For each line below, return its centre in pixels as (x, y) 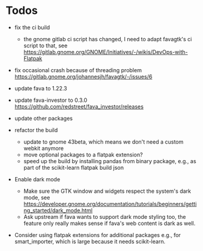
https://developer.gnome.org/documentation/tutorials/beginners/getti (110, 204)
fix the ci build (32, 27)
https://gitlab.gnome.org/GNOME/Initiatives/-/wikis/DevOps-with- (106, 52)
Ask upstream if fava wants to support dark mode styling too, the (105, 216)
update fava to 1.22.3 (41, 88)
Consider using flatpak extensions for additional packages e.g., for (98, 235)
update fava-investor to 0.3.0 (51, 100)
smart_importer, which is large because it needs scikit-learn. (90, 241)
